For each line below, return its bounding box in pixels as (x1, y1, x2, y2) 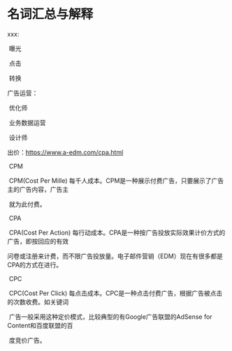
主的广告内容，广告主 (7, 185, 68, 193)
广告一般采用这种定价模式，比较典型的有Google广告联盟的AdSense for (8, 312, 212, 321)
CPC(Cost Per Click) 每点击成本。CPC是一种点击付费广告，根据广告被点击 (8, 289, 223, 297)
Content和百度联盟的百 (7, 321, 73, 329)
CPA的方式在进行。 (7, 260, 63, 269)
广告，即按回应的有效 (7, 237, 68, 245)
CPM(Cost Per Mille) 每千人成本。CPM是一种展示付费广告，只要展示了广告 (8, 176, 224, 185)
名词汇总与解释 (7, 6, 94, 22)
